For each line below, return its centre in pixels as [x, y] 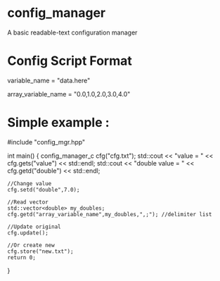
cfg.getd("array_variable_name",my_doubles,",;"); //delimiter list [110, 214]
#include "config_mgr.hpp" [46, 142]
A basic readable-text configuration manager [72, 32]
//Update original [34, 227]
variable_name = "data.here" [49, 80]
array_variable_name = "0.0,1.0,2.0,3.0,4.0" [69, 94]
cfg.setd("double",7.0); [44, 189]
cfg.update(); [28, 233]
